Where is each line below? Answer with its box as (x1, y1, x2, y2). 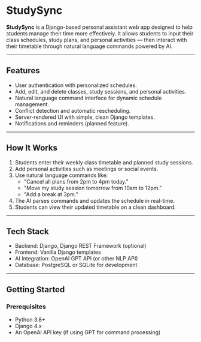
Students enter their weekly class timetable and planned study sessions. (14, 158, 193, 166)
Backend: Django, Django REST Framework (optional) (14, 242, 147, 250)
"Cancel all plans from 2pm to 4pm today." (23, 178, 129, 185)
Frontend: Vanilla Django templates (14, 248, 102, 256)
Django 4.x (14, 322, 42, 330)
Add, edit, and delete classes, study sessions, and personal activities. (14, 88, 187, 95)
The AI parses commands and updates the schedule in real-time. (14, 197, 175, 204)
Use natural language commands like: (14, 172, 108, 179)
